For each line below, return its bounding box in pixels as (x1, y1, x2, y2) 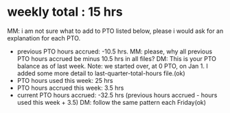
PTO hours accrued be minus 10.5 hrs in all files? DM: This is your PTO (16, 54, 216, 62)
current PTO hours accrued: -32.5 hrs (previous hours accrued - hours (16, 90, 218, 99)
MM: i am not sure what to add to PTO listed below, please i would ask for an (7, 27, 224, 35)
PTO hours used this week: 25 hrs (16, 76, 113, 84)
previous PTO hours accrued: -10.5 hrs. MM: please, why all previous (16, 47, 213, 55)
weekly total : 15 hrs (7, 4, 124, 20)
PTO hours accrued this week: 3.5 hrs (16, 84, 124, 92)
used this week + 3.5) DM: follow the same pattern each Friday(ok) (16, 98, 207, 106)
